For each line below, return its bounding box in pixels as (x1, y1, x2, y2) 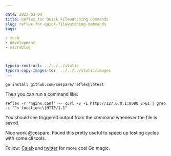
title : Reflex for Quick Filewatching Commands (5, 16, 109, 22)
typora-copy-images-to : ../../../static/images (5, 68, 111, 73)
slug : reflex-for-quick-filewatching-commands (5, 21, 106, 27)
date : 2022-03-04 (5, 12, 42, 17)
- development (5, 40, 36, 46)
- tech (5, 35, 19, 41)
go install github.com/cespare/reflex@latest (5, 82, 104, 87)
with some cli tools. (5, 135, 46, 141)
